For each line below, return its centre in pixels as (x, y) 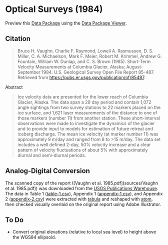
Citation (18, 39)
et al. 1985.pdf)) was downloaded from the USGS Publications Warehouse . (82, 188)
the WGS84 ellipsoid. (34, 237)
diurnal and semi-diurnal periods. (52, 155)
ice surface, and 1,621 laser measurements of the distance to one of (87, 112)
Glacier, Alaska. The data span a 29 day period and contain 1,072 (84, 102)
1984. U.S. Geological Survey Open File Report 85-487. (98, 72)
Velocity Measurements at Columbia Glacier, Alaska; (71, 66)
